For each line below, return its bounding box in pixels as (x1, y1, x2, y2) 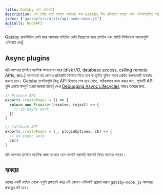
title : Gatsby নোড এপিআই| (5, 7, 55, 12)
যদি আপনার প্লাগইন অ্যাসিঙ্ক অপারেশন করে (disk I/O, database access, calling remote (5, 67, 148, 73)
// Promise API (5, 93, 36, 98)
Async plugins (5, 54, 50, 62)
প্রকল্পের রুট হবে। (5, 184, 29, 190)
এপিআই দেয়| (5, 39, 24, 45)
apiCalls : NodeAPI (5, 20, 42, 26)
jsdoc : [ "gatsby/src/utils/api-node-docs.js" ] (5, 16, 102, 21)
